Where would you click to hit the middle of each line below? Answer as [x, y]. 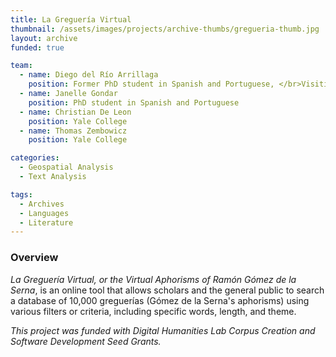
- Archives [42, 204]
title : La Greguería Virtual [71, 19]
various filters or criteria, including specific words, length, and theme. [153, 311]
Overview [34, 258]
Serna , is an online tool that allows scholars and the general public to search [167, 290]
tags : [21, 194]
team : [21, 66]
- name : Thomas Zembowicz [73, 131]
